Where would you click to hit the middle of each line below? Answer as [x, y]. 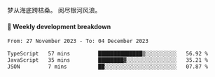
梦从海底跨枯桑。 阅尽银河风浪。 [54, 10]
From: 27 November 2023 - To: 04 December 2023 [78, 41]
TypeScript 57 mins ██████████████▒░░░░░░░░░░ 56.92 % [108, 54]
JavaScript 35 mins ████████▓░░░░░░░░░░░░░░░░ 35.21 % [108, 60]
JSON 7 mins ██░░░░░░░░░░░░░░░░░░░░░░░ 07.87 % [108, 67]
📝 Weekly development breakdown [59, 26]
